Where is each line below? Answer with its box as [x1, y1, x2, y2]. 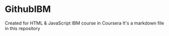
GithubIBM [5, 3, 51, 15]
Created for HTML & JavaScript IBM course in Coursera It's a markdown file [5, 20, 164, 26]
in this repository [5, 25, 40, 31]
